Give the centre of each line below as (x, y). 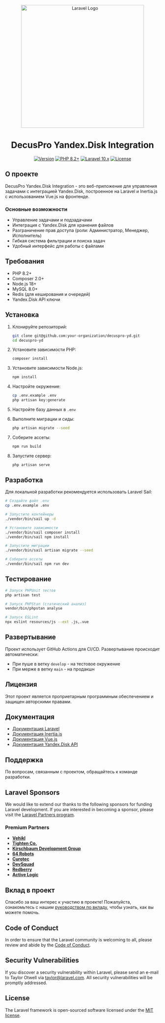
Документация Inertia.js (37, 734)
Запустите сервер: (32, 456)
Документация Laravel (36, 729)
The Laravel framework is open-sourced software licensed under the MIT (79, 1010)
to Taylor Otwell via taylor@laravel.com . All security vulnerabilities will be (79, 977)
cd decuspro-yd (28, 340)
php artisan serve (31, 465)
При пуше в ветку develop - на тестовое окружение (66, 664)
